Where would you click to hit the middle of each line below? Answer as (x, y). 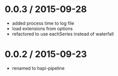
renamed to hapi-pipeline (38, 68)
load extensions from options (42, 28)
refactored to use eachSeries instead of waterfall (63, 34)
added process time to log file (43, 23)
